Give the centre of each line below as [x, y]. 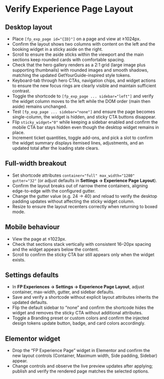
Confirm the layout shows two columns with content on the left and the [84, 44]
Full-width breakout [36, 163]
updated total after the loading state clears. [56, 148]
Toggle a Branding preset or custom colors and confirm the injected [81, 318]
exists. [19, 260]
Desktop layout [29, 27]
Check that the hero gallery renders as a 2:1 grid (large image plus [79, 65]
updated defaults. [30, 303]
